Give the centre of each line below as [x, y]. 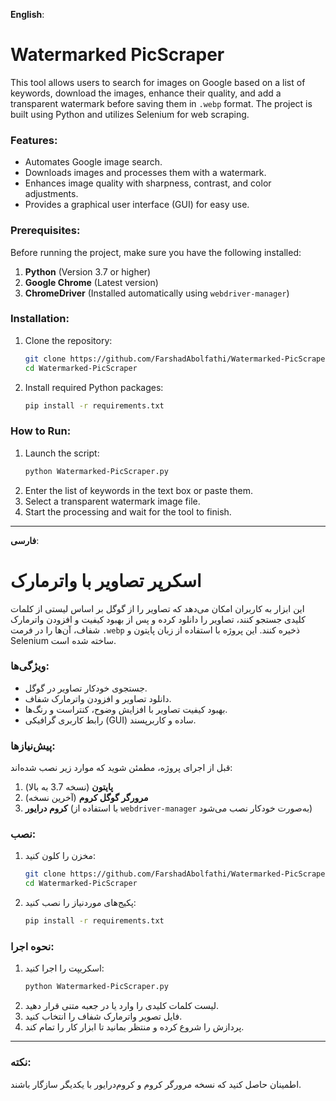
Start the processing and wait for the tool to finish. [128, 511]
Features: [34, 140]
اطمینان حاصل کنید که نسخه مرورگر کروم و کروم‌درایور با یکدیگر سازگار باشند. [156, 1084]
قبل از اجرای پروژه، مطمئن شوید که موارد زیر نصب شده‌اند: [121, 768]
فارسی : [25, 540]
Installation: [40, 319]
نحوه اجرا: [32, 946]
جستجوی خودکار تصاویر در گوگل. [86, 688]
